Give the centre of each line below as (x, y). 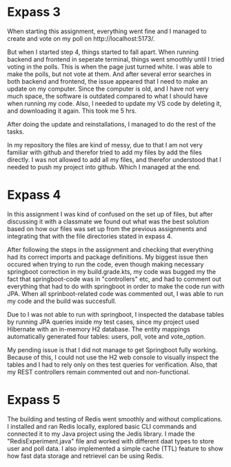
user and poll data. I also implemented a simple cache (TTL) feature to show (115, 448)
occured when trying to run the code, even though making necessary (106, 264)
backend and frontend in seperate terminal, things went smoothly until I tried (116, 59)
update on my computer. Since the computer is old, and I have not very (108, 89)
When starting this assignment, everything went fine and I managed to (107, 31)
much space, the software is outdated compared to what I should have (108, 96)
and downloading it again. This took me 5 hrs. (72, 111)
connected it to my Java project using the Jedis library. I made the (101, 434)
